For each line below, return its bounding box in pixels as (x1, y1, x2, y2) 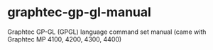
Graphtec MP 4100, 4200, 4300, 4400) (7, 35, 122, 43)
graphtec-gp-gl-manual (7, 4, 151, 20)
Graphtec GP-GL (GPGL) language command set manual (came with (7, 27, 207, 36)
